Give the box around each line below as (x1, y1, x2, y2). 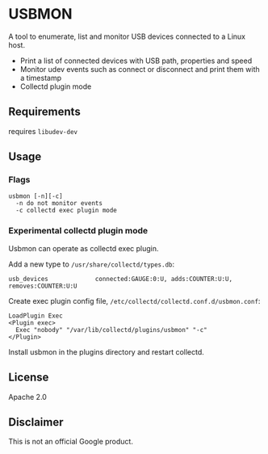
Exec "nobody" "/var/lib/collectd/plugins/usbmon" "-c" (15, 326, 207, 334)
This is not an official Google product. (8, 437, 133, 447)
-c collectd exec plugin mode (15, 207, 117, 215)
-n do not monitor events (15, 200, 103, 208)
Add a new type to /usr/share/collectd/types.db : (8, 259, 175, 269)
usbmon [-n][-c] (8, 192, 63, 200)
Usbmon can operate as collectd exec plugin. (8, 243, 159, 253)
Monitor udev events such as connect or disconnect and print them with (19, 64, 260, 74)
